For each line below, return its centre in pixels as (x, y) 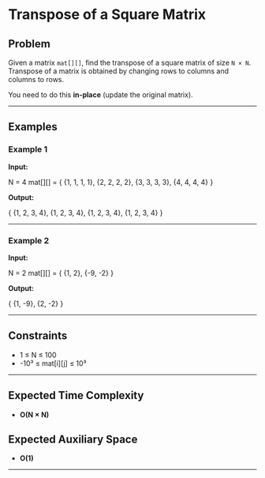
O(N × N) (34, 414)
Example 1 (28, 149)
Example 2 (29, 240)
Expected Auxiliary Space (73, 439)
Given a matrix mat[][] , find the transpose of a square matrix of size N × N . (130, 62)
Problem (30, 44)
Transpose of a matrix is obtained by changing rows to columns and (119, 71)
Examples (33, 127)
